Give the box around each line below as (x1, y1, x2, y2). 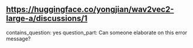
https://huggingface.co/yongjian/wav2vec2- (6, 5, 174, 14)
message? (6, 35, 31, 42)
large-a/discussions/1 (6, 14, 88, 24)
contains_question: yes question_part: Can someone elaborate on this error (6, 29, 188, 36)
